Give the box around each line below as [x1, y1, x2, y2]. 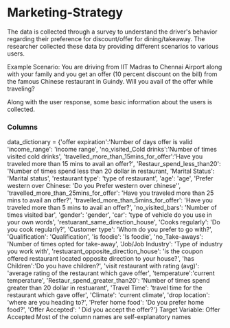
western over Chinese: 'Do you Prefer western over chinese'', [7, 182, 181, 190]
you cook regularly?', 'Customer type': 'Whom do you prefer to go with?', [7, 225, 213, 234]
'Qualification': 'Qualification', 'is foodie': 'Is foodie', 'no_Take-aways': [7, 233, 204, 241]
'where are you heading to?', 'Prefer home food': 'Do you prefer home [7, 298, 205, 307]
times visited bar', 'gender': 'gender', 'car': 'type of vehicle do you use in [7, 211, 212, 219]
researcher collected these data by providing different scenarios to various [7, 42, 219, 50]
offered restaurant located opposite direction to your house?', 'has [7, 255, 194, 263]
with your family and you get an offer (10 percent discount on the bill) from [7, 70, 218, 78]
